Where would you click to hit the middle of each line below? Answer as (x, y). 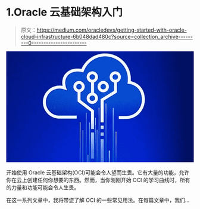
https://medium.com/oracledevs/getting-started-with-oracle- (112, 30)
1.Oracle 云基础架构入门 (65, 12)
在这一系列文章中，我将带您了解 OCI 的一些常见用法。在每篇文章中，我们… (98, 200)
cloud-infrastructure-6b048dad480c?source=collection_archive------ (107, 36)
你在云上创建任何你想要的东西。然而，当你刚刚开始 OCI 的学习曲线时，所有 (98, 180)
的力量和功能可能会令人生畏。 (43, 188)
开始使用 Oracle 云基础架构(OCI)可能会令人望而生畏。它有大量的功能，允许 (98, 173)
